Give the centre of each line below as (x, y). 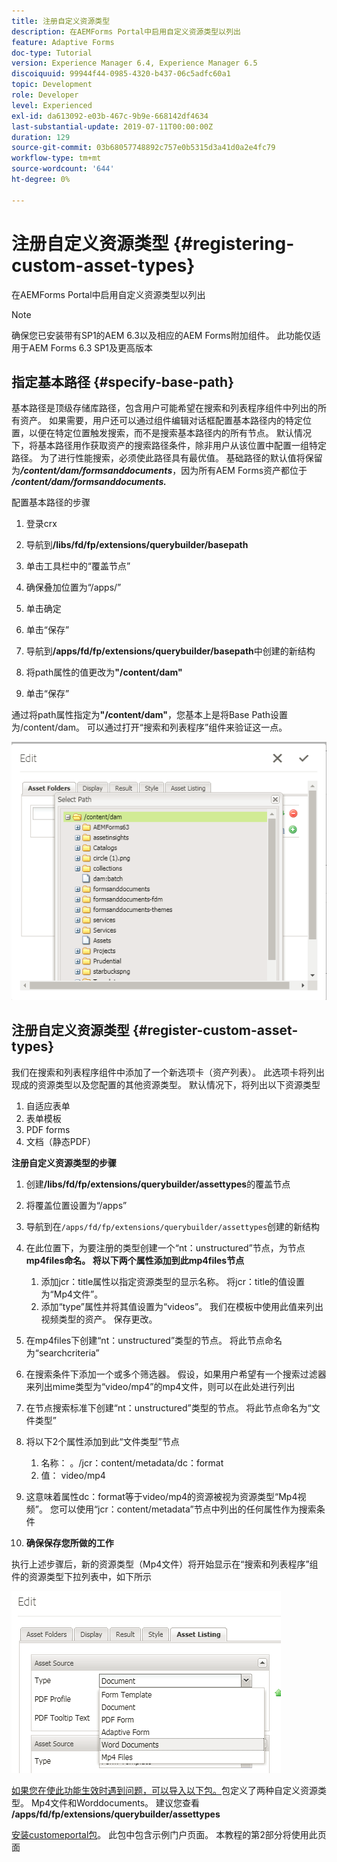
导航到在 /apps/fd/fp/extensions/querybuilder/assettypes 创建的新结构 (173, 1226)
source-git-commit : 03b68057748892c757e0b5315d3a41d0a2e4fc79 (143, 148)
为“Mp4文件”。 (72, 1294)
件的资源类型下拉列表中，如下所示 (81, 1576)
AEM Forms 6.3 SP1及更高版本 (90, 347)
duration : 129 (41, 137)
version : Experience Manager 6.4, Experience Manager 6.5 (134, 63)
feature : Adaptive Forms (63, 42)
